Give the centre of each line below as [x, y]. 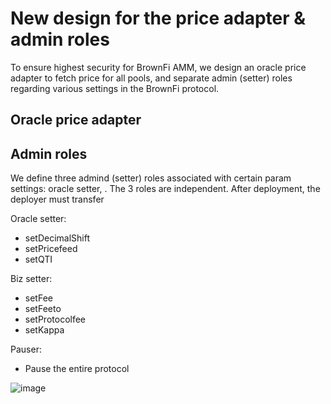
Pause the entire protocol [77, 369]
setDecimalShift [57, 238]
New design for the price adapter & [158, 18]
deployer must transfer [57, 199]
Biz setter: [31, 279]
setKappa [44, 330]
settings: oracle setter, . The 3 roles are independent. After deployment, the [165, 189]
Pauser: [26, 349]
